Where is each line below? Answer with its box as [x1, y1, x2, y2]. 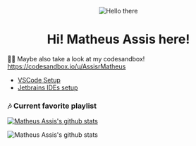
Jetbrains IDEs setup [17, 83, 78, 92]
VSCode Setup [17, 75, 61, 84]
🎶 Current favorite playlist [7, 101, 97, 111]
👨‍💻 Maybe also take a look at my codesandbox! [7, 54, 145, 63]
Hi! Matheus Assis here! [47, 32, 190, 47]
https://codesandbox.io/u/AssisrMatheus [7, 62, 126, 71]
